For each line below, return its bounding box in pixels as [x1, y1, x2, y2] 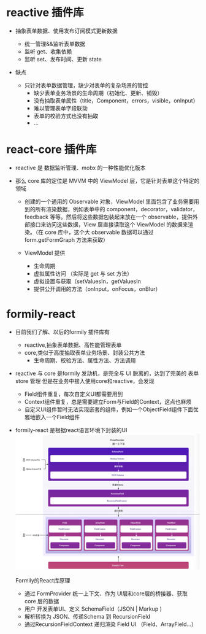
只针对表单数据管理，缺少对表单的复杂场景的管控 [24, 81, 148, 89]
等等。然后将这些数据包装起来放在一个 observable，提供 [50, 213, 193, 220]
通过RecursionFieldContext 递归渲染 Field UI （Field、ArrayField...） [24, 620, 197, 628]
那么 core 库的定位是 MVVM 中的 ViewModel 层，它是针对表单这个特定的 [15, 177, 200, 184]
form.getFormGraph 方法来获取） [24, 236, 109, 243]
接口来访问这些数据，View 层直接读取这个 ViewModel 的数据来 [29, 220, 188, 228]
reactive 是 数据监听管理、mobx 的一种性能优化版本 [15, 164, 146, 171]
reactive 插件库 [6, 6, 84, 20]
